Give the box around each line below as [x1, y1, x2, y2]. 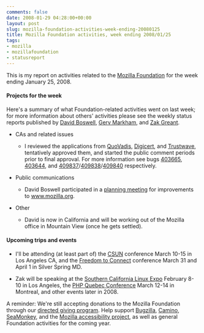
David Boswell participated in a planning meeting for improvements [24, 185, 194, 193]
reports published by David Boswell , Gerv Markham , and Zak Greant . [6, 118, 180, 126]
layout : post [6, 20, 40, 26]
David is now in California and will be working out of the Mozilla [24, 216, 185, 223]
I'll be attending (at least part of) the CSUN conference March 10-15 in [15, 250, 192, 258]
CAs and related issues [15, 130, 74, 138]
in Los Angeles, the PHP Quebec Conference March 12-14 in [22, 281, 175, 289]
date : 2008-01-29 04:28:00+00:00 [6, 15, 92, 21]
